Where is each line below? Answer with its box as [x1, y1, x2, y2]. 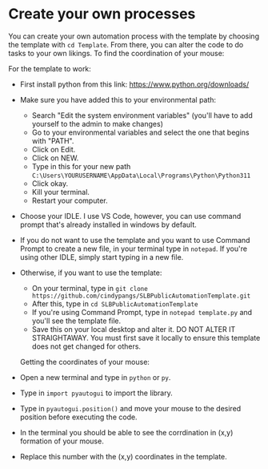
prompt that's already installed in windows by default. [19, 220, 198, 229]
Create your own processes [8, 5, 196, 23]
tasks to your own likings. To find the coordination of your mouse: [8, 48, 225, 58]
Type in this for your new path [31, 161, 131, 171]
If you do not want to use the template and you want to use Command [19, 235, 250, 245]
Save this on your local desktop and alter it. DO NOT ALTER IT [31, 324, 236, 334]
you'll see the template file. [31, 316, 122, 325]
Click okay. [31, 178, 69, 188]
